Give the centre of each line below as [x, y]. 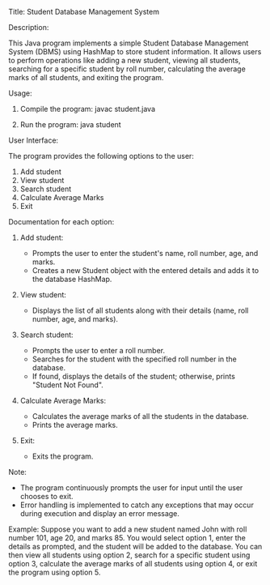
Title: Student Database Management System [84, 12]
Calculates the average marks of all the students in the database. [140, 416]
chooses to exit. [47, 496]
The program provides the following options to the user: [101, 156]
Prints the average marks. [75, 425]
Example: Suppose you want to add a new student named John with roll [128, 529]
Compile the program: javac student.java [88, 109]
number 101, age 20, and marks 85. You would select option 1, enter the [127, 538]
